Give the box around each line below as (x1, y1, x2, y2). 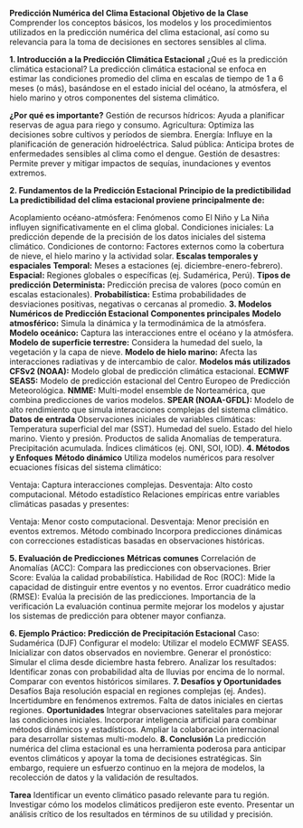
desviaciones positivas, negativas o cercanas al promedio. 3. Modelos (9, 298, 272, 309)
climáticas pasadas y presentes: (9, 499, 129, 509)
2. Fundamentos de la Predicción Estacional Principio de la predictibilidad (9, 185, 291, 195)
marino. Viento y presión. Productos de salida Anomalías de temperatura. (9, 433, 282, 444)
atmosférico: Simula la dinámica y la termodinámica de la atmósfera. (9, 318, 267, 328)
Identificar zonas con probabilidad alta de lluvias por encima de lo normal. (9, 666, 285, 677)
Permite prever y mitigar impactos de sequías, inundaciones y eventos (9, 158, 271, 168)
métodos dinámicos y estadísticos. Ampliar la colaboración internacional (9, 724, 279, 735)
